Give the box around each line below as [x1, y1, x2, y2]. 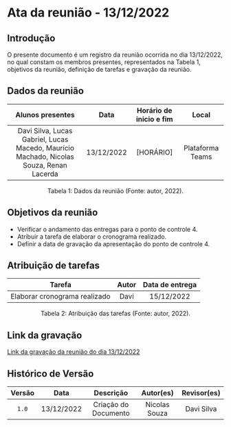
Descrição [93, 388, 129, 398]
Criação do [93, 400, 129, 410]
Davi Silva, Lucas [17, 126, 73, 135]
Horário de [136, 106, 173, 115]
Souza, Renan [23, 160, 67, 170]
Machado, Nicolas [16, 152, 74, 161]
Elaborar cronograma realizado [10, 292, 111, 301]
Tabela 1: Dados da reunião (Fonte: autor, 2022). [47, 186, 184, 195]
